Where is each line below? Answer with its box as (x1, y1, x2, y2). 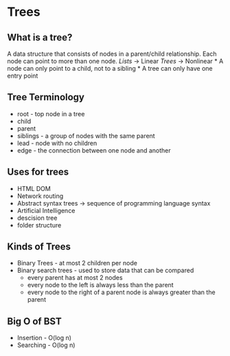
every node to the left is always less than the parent (27, 281, 174, 289)
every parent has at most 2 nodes (27, 274, 123, 282)
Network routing (16, 192, 64, 200)
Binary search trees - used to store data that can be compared (16, 266, 194, 275)
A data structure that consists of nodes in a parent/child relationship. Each (7, 49, 217, 58)
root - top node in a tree (16, 109, 85, 118)
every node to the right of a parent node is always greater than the (27, 288, 216, 296)
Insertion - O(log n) (16, 334, 72, 342)
